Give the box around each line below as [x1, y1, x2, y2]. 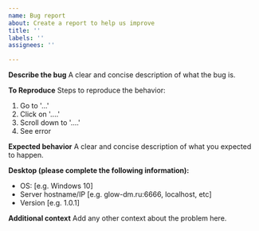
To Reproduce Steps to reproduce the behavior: [8, 85, 166, 96]
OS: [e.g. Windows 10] [19, 181, 93, 191]
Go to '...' [19, 101, 49, 111]
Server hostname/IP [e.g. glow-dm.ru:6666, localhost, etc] [19, 190, 213, 199]
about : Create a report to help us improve [8, 19, 155, 27]
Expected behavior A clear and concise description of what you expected [8, 142, 252, 151]
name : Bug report [8, 11, 66, 20]
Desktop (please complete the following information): [8, 166, 190, 175]
